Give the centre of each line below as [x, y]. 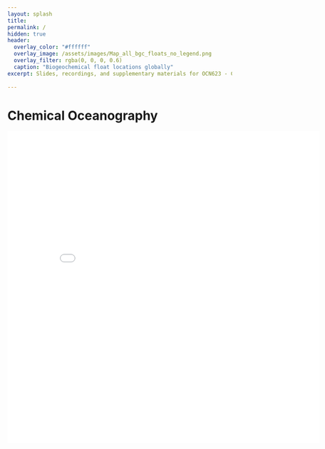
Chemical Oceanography [83, 115]
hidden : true [27, 34]
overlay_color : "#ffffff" [52, 47]
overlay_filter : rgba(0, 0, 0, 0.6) [68, 61]
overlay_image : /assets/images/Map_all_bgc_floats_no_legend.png [113, 54]
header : [19, 41]
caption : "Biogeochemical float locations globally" [94, 67]
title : [17, 21]
